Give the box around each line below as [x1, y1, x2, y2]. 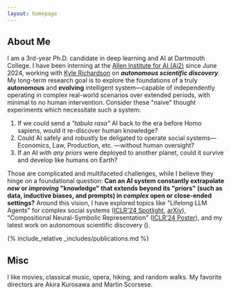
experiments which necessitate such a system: [7, 105, 141, 114]
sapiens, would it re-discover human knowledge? [17, 126, 158, 135]
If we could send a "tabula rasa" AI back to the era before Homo [17, 119, 203, 128]
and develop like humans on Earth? [17, 156, 118, 164]
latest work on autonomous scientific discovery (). [7, 221, 151, 230]
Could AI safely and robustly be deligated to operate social [17, 134, 185, 142]
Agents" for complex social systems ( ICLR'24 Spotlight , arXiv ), [7, 206, 186, 215]
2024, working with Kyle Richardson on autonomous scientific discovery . [7, 69, 221, 77]
